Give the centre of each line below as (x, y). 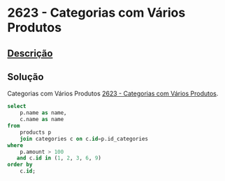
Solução (26, 77)
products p (36, 132)
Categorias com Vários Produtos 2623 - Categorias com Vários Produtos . (113, 94)
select (17, 107)
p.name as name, (44, 113)
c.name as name (42, 120)
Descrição (30, 53)
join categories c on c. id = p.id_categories (84, 139)
